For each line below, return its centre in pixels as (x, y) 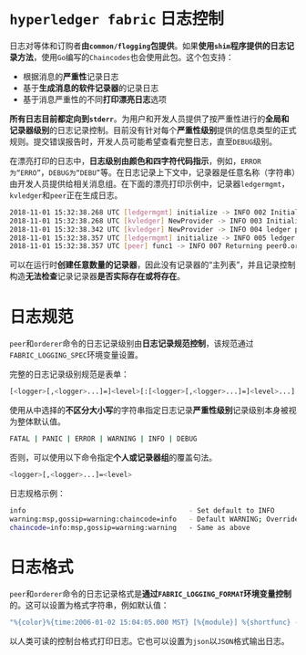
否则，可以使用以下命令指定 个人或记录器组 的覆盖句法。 (113, 457)
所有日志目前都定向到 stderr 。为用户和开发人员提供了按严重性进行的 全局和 (149, 119)
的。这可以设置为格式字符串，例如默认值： (89, 605)
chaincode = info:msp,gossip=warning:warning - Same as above (130, 527)
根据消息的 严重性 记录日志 (71, 76)
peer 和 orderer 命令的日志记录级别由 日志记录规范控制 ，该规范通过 (132, 344)
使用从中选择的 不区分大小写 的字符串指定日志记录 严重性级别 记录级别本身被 (149, 411)
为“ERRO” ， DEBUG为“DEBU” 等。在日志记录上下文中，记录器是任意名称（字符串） (153, 172)
